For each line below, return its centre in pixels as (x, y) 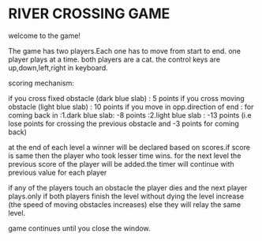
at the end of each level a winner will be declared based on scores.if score (129, 147)
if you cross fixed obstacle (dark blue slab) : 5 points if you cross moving (126, 98)
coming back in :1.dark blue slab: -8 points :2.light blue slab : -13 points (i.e (130, 115)
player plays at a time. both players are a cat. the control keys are (114, 59)
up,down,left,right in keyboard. (58, 67)
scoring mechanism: (41, 83)
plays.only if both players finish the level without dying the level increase (126, 196)
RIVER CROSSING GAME (89, 14)
